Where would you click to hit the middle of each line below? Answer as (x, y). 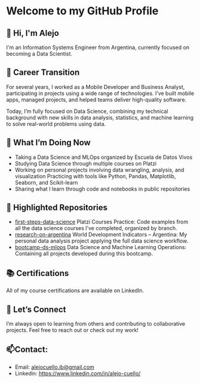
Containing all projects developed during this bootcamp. (84, 254)
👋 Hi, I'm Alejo (33, 33)
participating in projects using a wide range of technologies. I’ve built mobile (100, 93)
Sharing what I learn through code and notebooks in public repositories (102, 189)
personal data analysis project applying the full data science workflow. (101, 241)
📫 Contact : (27, 350)
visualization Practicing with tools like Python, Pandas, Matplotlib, (95, 176)
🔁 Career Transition (43, 73)
